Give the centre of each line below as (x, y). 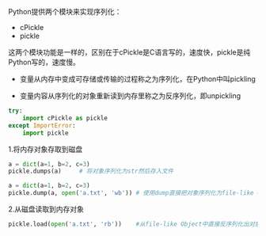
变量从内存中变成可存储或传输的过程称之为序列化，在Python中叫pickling (137, 79)
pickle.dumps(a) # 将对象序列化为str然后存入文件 (91, 171)
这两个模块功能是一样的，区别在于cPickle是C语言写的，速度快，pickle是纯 (129, 52)
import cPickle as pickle (65, 118)
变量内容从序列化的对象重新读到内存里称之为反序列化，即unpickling (130, 96)
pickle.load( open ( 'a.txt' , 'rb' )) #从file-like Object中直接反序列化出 (129, 224)
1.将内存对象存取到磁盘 (46, 149)
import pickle (46, 133)
